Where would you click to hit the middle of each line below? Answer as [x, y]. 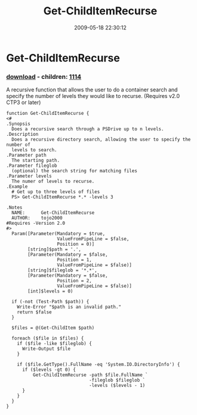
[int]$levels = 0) [50, 291]
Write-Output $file [46, 349]
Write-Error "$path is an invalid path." [69, 307]
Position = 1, [75, 260]
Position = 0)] [76, 244]
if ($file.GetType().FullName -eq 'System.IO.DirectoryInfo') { [98, 365]
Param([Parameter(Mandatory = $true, [59, 234]
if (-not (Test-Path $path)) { [50, 302]
